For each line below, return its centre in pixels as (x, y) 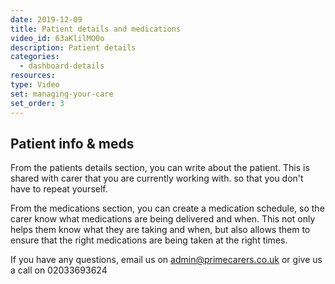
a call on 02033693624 (59, 270)
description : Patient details (73, 47)
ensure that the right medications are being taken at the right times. (149, 240)
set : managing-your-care (62, 94)
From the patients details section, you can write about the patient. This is (160, 168)
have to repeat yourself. (59, 189)
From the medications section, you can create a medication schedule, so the (167, 208)
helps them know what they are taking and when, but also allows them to (160, 230)
